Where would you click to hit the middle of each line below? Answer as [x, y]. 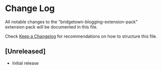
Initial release [25, 63]
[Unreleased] [25, 51]
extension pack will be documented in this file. [51, 27]
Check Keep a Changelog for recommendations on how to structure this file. [81, 36]
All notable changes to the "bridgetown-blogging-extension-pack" [72, 22]
